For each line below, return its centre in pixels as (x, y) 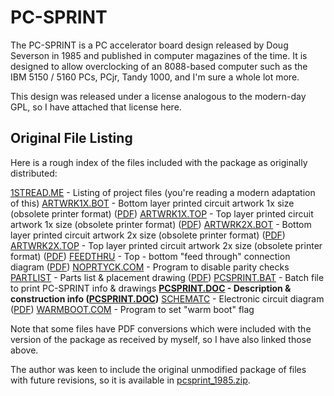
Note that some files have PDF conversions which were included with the (161, 328)
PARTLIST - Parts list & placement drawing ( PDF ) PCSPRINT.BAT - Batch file (167, 277)
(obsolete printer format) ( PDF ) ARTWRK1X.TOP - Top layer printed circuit (162, 213)
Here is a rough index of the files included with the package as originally (159, 162)
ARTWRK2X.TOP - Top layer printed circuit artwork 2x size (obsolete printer (166, 245)
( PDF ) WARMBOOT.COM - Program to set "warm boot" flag (132, 309)
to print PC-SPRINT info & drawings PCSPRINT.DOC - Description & (151, 288)
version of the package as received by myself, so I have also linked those (161, 339)
